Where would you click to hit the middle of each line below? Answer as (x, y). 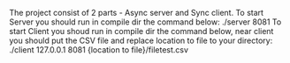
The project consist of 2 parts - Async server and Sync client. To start (136, 13)
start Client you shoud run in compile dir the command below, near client (141, 31)
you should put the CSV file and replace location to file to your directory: (141, 40)
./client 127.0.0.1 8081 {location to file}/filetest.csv (99, 50)
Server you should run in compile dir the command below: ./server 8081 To (145, 22)
